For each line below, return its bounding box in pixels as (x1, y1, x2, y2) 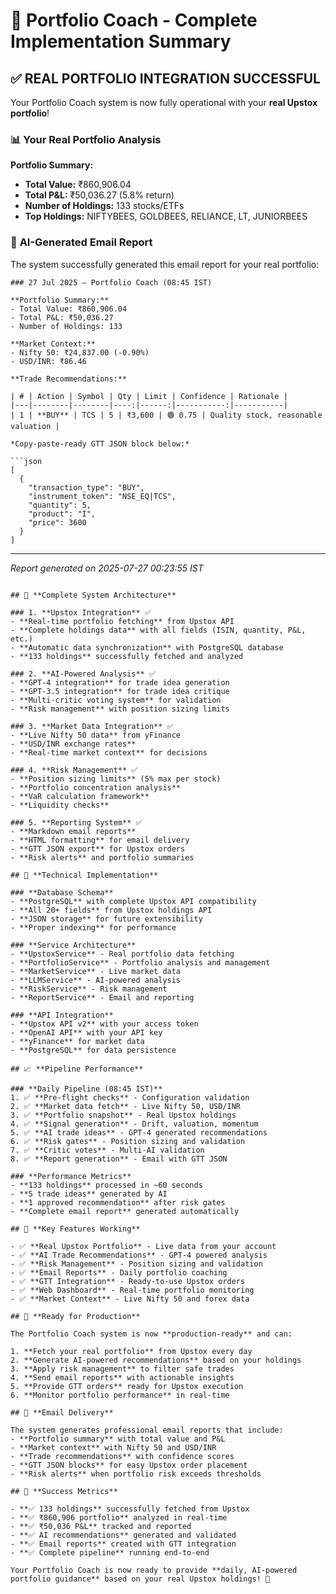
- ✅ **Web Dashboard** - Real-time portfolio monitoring (10, 1285, 255, 1295)
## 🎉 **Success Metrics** (10, 1486, 118, 1496)
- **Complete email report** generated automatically (10, 1206, 240, 1216)
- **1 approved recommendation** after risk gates (10, 1197, 226, 1208)
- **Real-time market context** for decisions (10, 747, 208, 758)
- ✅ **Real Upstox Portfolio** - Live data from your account (10, 1241, 277, 1251)
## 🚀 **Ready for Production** (10, 1311, 141, 1321)
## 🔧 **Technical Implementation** (10, 870, 159, 880)
